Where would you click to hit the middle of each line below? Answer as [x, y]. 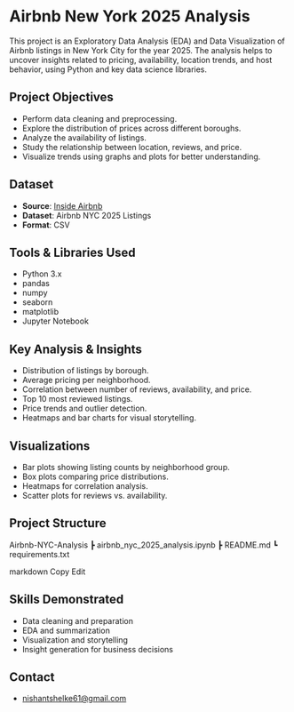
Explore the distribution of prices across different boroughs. [131, 128]
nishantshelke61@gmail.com [74, 699]
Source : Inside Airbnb [62, 205]
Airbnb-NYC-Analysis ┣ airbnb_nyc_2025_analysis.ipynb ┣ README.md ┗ [143, 545]
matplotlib [40, 312]
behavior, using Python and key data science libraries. [108, 69]
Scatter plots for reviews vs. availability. [95, 496]
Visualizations [50, 446]
